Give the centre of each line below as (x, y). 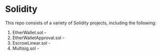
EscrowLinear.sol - (31, 43)
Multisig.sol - (26, 48)
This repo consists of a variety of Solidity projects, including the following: (81, 23)
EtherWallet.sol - (29, 32)
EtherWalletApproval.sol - (38, 38)
